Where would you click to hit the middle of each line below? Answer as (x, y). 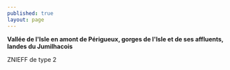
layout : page (26, 20)
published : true (30, 13)
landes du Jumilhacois (40, 46)
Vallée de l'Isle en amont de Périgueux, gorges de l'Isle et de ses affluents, (115, 39)
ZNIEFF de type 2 (32, 59)
